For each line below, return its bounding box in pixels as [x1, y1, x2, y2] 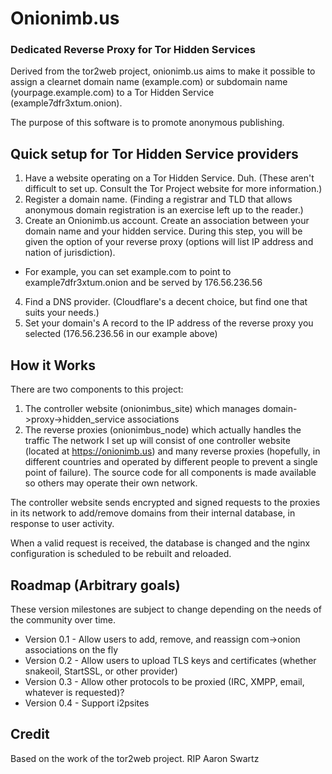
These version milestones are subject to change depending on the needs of [10, 603, 322, 615]
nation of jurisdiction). [24, 247, 116, 259]
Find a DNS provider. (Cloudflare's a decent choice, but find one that [24, 296, 308, 308]
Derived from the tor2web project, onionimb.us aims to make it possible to [10, 65, 316, 77]
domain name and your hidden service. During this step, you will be [24, 225, 303, 237]
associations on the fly [24, 643, 119, 656]
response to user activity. [10, 518, 115, 530]
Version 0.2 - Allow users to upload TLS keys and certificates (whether [24, 654, 317, 666]
